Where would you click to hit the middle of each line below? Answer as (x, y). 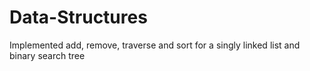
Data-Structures (78, 17)
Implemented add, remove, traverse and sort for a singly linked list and (155, 45)
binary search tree (47, 55)
